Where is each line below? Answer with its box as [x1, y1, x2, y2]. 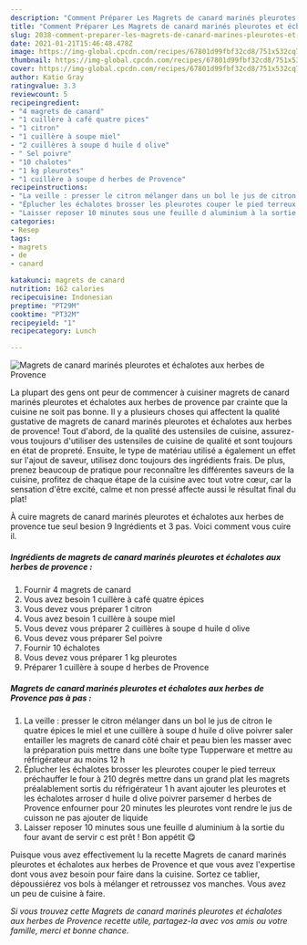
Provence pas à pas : [10, 692, 92, 703]
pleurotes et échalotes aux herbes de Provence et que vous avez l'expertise [10, 859, 295, 870]
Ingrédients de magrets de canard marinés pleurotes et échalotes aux [10, 551, 281, 562]
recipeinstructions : [10, 183, 89, 192]
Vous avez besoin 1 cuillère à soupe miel [23, 613, 176, 625]
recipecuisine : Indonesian [10, 293, 113, 302]
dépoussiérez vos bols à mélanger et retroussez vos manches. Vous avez [10, 878, 286, 889]
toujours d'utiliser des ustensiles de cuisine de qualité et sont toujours [30, 435, 293, 447]
